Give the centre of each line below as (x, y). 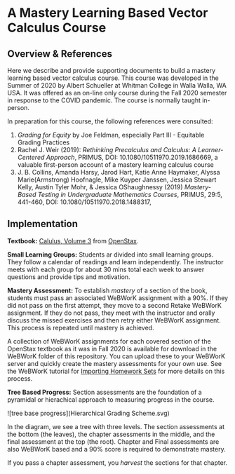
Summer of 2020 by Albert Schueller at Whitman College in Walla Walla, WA (117, 85)
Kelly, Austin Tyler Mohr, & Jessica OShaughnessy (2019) (100, 187)
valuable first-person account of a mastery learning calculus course (115, 165)
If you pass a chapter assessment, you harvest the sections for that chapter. (117, 462)
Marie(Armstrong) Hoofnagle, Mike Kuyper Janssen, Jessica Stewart (117, 180)
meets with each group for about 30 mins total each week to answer (106, 269)
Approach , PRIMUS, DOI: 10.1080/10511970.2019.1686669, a (132, 157)
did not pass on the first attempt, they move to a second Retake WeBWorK (115, 305)
